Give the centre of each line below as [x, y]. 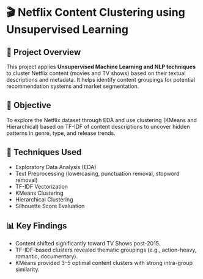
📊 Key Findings [37, 226]
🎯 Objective [29, 105]
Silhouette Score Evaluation [50, 206]
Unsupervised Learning [68, 30]
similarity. [27, 269]
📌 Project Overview [44, 52]
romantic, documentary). [46, 256]
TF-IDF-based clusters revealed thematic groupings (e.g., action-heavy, [106, 250]
